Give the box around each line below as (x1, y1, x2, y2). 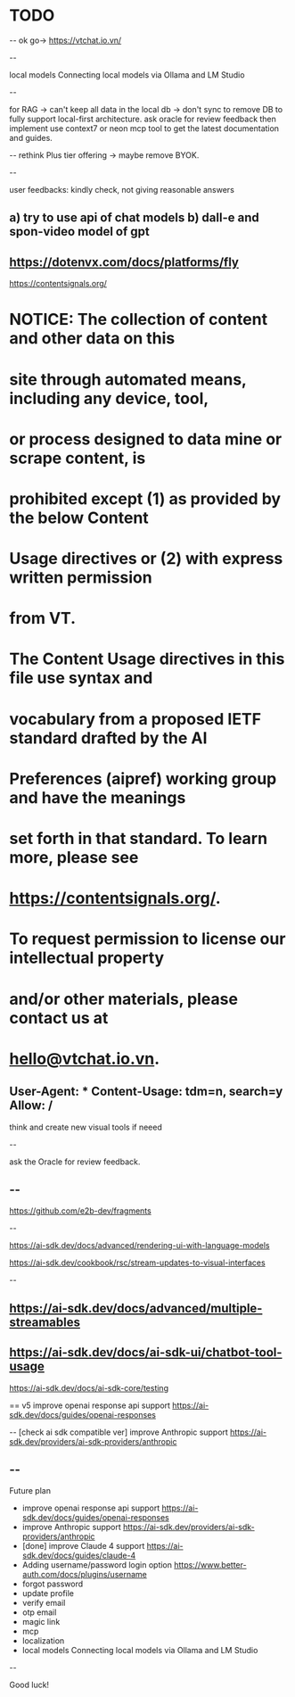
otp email (21, 1607, 57, 1618)
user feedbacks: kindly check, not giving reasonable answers (9, 184, 234, 195)
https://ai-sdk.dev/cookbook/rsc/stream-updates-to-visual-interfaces (9, 1257, 266, 1268)
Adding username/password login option (21, 1560, 172, 1570)
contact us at (9, 1007, 109, 1028)
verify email (21, 1598, 66, 1609)
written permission (9, 567, 153, 588)
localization (21, 1635, 65, 1646)
